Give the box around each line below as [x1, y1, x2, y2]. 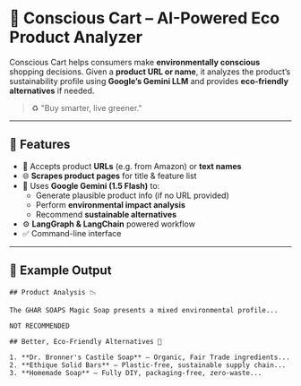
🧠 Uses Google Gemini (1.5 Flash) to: [21, 180, 160, 191]
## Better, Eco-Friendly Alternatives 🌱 [9, 337, 163, 346]
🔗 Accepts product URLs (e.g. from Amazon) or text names [21, 160, 242, 171]
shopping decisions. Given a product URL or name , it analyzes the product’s [9, 66, 291, 77]
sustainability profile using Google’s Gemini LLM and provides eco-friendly [9, 75, 289, 86]
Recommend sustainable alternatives [35, 209, 177, 219]
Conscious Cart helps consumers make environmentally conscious [9, 56, 261, 67]
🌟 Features [9, 137, 71, 152]
